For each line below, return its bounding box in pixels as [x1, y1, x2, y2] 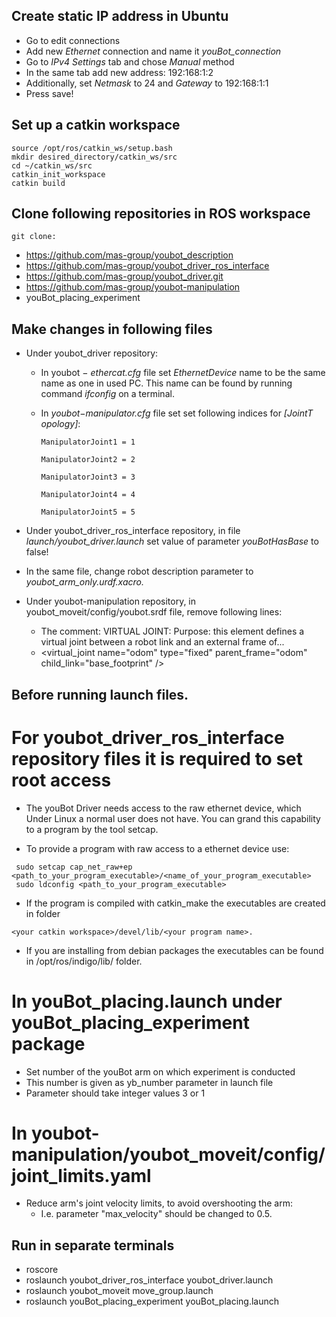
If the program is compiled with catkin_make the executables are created [25, 897, 326, 909]
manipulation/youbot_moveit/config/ [11, 1143, 326, 1166]
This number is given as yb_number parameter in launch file [25, 1076, 274, 1088]
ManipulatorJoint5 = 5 [40, 507, 136, 518]
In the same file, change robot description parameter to [25, 565, 254, 578]
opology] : [40, 418, 81, 430]
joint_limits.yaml [11, 1164, 152, 1187]
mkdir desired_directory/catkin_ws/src [11, 152, 178, 162]
